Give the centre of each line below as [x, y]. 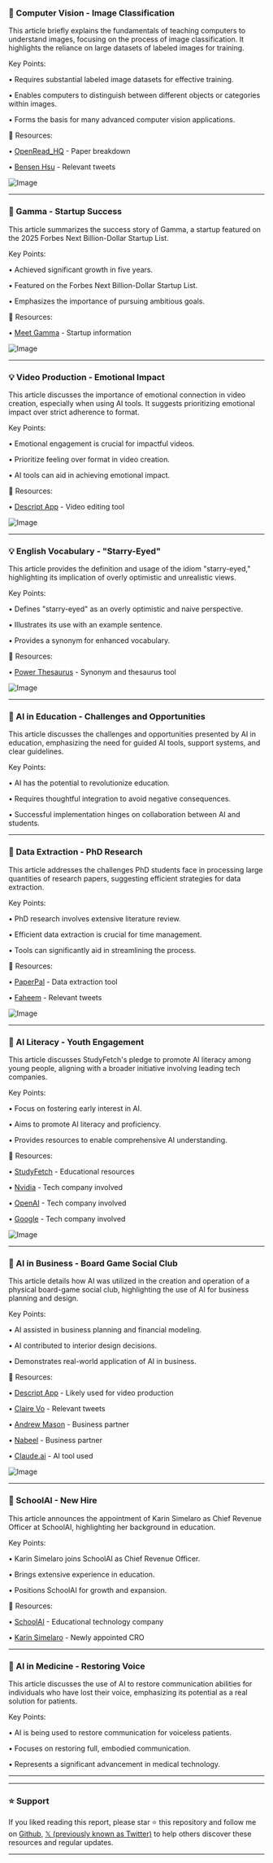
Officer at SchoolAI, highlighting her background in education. [112, 1527]
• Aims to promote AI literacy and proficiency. [84, 1124]
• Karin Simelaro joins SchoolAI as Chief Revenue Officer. [104, 1559]
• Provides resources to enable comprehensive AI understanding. [118, 1140]
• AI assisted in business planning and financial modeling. [105, 1330]
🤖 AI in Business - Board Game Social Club [93, 1263]
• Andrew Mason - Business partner [69, 1424]
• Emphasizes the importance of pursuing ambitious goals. [107, 301]
